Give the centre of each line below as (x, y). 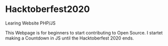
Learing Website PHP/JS (31, 23)
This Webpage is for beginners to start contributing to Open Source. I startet (84, 32)
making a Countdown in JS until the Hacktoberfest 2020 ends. (70, 38)
